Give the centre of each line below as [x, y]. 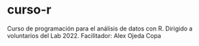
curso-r [29, 10]
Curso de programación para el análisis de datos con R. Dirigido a [100, 28]
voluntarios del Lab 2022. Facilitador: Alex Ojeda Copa [84, 35]
